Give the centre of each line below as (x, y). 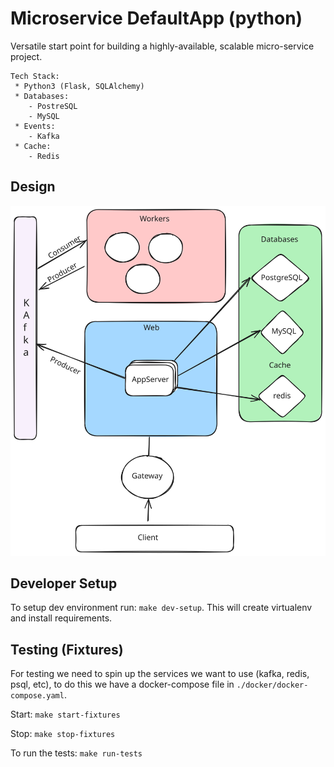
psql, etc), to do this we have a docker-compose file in (122, 684)
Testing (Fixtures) (67, 649)
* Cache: (33, 146)
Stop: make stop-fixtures (63, 734)
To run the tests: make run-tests (76, 753)
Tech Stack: (35, 76)
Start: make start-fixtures (65, 714)
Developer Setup (64, 583)
